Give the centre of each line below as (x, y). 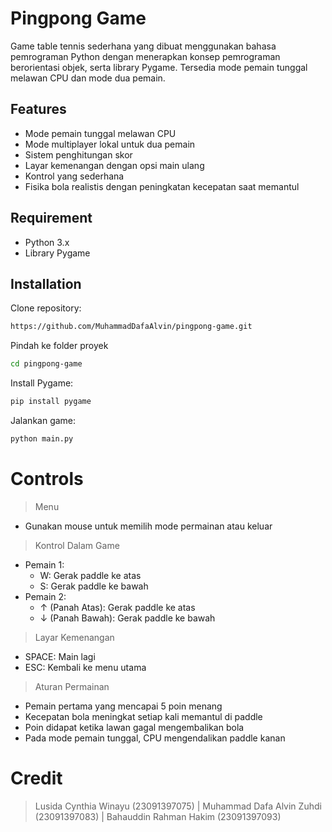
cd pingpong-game (46, 364)
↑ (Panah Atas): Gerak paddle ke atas (117, 607)
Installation (46, 283)
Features (38, 109)
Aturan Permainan (72, 686)
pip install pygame (51, 402)
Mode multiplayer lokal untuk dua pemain (110, 144)
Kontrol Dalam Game (77, 545)
